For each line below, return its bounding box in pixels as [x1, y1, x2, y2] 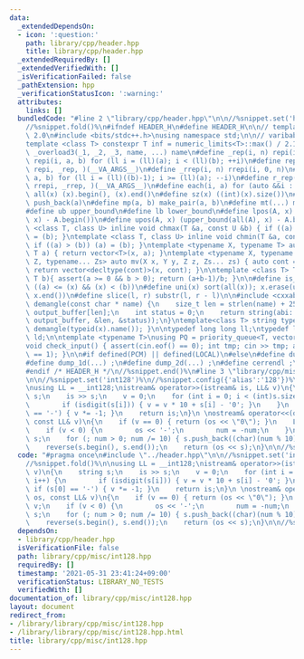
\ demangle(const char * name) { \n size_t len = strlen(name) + [25, 300, 285, 309]
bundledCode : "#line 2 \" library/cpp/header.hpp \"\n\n [17, 114, 229, 123]
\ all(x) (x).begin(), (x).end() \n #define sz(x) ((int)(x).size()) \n [25, 190, 294, 199]
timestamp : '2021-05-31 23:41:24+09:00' [17, 568, 172, 578]
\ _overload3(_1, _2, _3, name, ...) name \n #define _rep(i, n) [25, 148, 270, 157]
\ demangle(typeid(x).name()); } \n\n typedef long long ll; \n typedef [25, 325, 290, 334]
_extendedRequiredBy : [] [17, 55, 111, 64]
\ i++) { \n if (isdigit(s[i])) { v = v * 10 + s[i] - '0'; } [25, 476, 290, 485]
